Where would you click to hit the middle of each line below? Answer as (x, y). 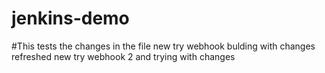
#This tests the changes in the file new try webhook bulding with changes (163, 46)
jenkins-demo (70, 18)
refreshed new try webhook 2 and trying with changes (123, 56)
